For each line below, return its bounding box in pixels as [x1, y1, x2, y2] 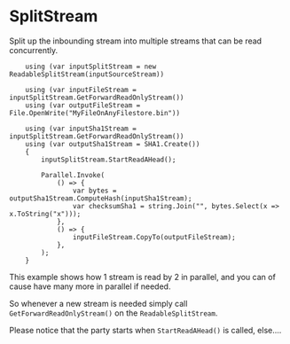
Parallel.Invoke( [41, 170, 105, 179]
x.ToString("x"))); [9, 209, 82, 218]
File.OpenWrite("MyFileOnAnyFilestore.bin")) [9, 108, 180, 117]
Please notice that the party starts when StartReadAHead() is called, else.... [9, 324, 282, 335]
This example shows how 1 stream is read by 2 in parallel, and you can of [9, 271, 277, 282]
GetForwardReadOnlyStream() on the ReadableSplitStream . [9, 308, 218, 318]
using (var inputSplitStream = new [25, 62, 157, 71]
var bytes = [72, 186, 117, 195]
